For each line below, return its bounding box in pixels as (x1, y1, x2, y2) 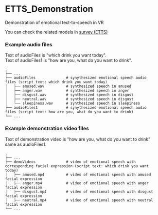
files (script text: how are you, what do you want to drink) (5, 110, 134, 115)
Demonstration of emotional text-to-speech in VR (5, 20, 104, 25)
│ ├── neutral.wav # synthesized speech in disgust (5, 97, 134, 102)
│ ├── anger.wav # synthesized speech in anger (5, 88, 130, 93)
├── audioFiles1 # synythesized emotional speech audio (5, 105, 147, 110)
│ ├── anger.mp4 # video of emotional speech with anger (5, 180, 149, 186)
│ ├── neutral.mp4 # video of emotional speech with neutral (5, 197, 153, 203)
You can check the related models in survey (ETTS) (5, 29, 108, 35)
